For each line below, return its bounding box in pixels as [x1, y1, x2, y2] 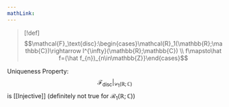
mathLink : [7, 10, 36, 17]
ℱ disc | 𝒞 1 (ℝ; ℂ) [97, 78, 133, 89]
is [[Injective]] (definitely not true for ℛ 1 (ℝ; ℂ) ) [7, 91, 135, 102]
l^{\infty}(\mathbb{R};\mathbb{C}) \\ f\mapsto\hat [82, 46, 222, 55]
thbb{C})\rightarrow [25, 46, 81, 55]
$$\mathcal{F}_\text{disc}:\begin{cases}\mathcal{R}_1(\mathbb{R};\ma [23, 39, 223, 48]
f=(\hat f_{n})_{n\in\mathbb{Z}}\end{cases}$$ [58, 54, 189, 62]
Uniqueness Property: [7, 67, 69, 75]
